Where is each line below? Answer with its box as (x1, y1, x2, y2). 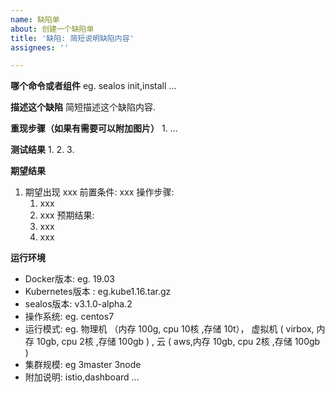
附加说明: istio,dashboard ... (24, 371, 140, 383)
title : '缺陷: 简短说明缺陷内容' (10, 33, 135, 43)
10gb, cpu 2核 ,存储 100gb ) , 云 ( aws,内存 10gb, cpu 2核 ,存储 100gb (36, 336, 321, 348)
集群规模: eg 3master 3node (24, 359, 142, 371)
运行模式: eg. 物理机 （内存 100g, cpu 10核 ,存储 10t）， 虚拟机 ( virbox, (24, 323, 315, 335)
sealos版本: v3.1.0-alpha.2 (24, 298, 133, 310)
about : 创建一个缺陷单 (10, 24, 95, 34)
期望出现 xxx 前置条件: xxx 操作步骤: (24, 186, 175, 198)
